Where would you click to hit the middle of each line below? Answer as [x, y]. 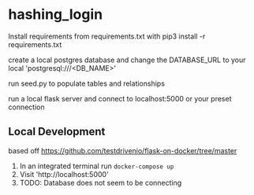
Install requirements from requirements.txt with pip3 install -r [107, 36]
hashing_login [56, 15]
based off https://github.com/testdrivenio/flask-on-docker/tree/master [123, 150]
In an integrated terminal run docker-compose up [97, 166]
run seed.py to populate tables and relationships [87, 83]
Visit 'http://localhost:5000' [64, 174]
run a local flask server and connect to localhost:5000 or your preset [120, 98]
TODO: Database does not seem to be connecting [101, 182]
